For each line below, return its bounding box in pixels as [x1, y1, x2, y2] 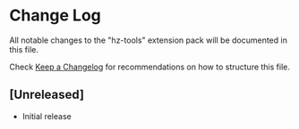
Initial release [21, 110, 72, 121]
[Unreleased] [9, 87, 85, 102]
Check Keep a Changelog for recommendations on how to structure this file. [9, 61, 291, 72]
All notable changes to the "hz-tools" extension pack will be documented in [9, 35, 288, 45]
